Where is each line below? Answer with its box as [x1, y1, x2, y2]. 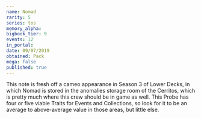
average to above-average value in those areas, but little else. [6, 106, 159, 114]
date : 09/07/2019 [6, 48, 50, 54]
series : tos [6, 20, 36, 26]
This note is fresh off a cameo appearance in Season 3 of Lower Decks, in [6, 81, 190, 88]
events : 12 [6, 36, 34, 42]
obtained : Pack [6, 53, 45, 59]
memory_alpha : [6, 25, 42, 32]
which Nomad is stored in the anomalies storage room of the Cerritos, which [6, 87, 196, 94]
